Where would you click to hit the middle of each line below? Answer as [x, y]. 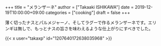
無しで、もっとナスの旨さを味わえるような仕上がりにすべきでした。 [85, 29]
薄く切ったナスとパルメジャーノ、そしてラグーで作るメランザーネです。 [77, 23]
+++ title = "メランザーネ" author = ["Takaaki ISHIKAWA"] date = [70, 7]
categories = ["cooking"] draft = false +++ [88, 13]
